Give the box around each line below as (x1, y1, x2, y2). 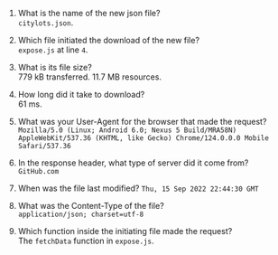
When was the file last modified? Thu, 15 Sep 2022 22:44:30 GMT (17, 183, 259, 194)
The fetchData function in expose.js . (17, 235, 154, 246)
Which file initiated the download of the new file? (17, 35, 200, 45)
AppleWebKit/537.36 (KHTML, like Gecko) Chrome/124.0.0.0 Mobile (17, 134, 269, 143)
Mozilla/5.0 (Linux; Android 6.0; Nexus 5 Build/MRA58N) (17, 126, 237, 135)
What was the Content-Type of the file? (17, 201, 164, 211)
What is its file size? (17, 62, 92, 72)
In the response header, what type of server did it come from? (17, 157, 249, 168)
